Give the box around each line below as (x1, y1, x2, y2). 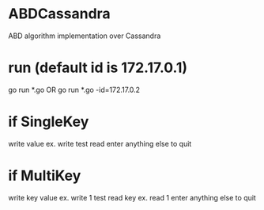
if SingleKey (8, 113, 89, 131)
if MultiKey (8, 167, 81, 185)
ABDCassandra (8, 5, 111, 23)
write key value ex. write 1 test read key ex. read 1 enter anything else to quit (8, 193, 257, 202)
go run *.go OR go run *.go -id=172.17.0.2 (8, 85, 141, 94)
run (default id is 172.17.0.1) (8, 59, 188, 77)
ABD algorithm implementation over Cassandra (8, 31, 161, 40)
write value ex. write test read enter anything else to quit (8, 139, 192, 148)
